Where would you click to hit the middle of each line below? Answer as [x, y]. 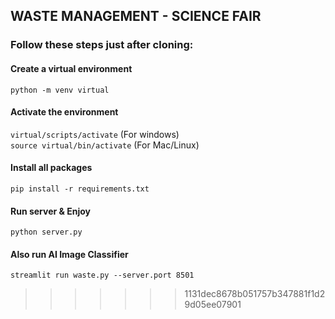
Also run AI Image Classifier [69, 254]
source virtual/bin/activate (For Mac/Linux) [105, 145]
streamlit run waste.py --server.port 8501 [102, 275]
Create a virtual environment [71, 68]
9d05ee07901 [213, 305]
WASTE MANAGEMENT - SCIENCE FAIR [136, 16]
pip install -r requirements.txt [80, 189]
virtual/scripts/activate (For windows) [95, 134]
